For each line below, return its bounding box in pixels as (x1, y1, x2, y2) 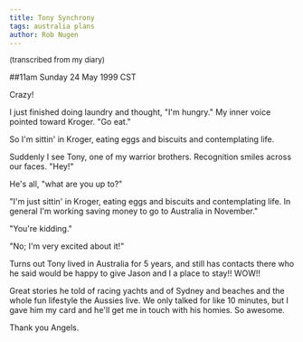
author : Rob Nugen (9, 30, 79, 39)
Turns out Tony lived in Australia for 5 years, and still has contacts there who (9, 259, 295, 270)
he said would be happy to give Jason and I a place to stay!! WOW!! (9, 268, 260, 279)
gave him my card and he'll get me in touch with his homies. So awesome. (9, 305, 285, 316)
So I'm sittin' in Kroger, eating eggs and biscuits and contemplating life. (9, 134, 275, 145)
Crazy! (9, 90, 34, 100)
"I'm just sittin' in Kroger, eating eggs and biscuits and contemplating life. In (9, 196, 291, 207)
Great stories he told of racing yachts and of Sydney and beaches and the (9, 286, 285, 297)
